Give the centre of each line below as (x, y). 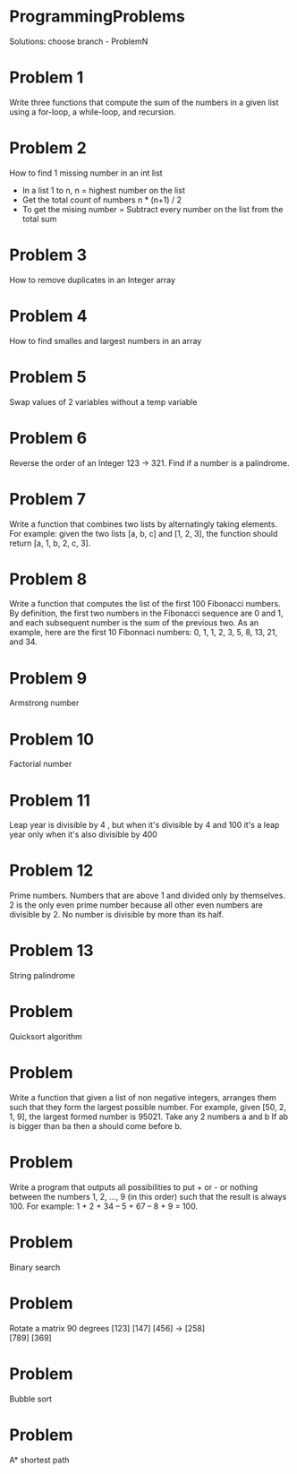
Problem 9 (48, 678)
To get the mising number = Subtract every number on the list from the (153, 209)
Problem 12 (51, 871)
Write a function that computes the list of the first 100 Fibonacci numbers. (145, 604)
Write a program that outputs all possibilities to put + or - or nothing (134, 1187)
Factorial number (41, 764)
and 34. (23, 642)
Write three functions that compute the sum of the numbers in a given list (144, 102)
